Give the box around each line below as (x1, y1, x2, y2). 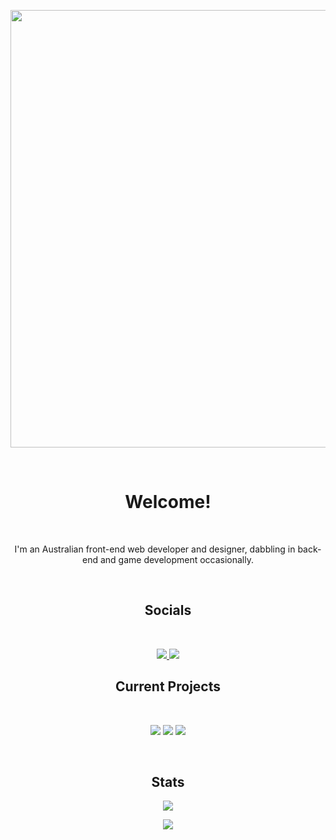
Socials (144, 602, 192, 619)
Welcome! (124, 491, 212, 514)
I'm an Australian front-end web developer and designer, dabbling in (14, 543, 296, 555)
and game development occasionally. (99, 553, 255, 565)
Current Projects (115, 678, 221, 695)
